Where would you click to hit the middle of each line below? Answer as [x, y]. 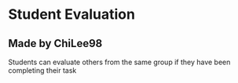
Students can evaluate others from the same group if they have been [119, 62]
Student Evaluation [72, 14]
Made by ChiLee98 [55, 43]
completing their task [42, 70]
